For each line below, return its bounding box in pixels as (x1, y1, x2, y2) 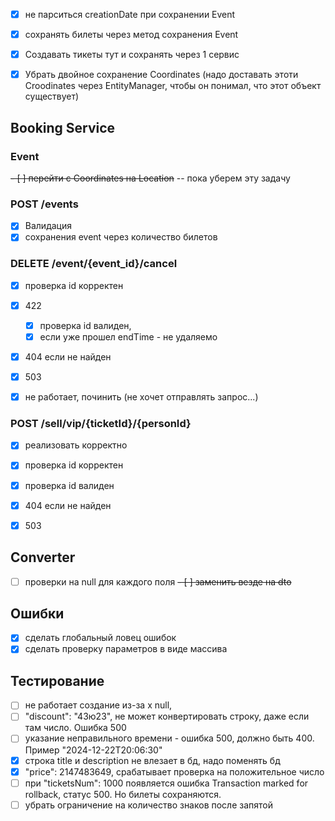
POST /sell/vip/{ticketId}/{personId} (10, 417, 192, 431)
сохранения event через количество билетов (24, 231, 218, 243)
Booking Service (10, 119, 116, 136)
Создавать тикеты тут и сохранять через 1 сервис (24, 49, 240, 61)
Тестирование (10, 672, 105, 689)
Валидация (24, 220, 72, 232)
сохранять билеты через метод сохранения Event (24, 29, 239, 41)
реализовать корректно (24, 439, 128, 451)
